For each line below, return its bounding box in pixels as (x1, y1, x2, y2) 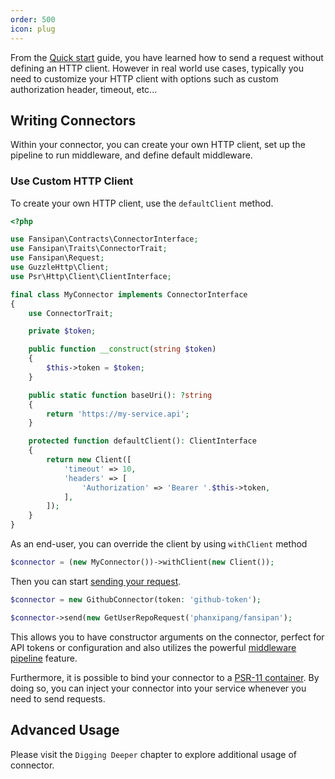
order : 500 (10, 14, 56, 25)
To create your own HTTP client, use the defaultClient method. (10, 197, 274, 209)
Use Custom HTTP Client (10, 174, 134, 188)
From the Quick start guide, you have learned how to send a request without (10, 51, 324, 63)
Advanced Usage (10, 722, 120, 739)
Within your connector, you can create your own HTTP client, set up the (10, 139, 306, 151)
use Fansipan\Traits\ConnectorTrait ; (10, 244, 168, 254)
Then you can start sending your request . (10, 575, 182, 587)
